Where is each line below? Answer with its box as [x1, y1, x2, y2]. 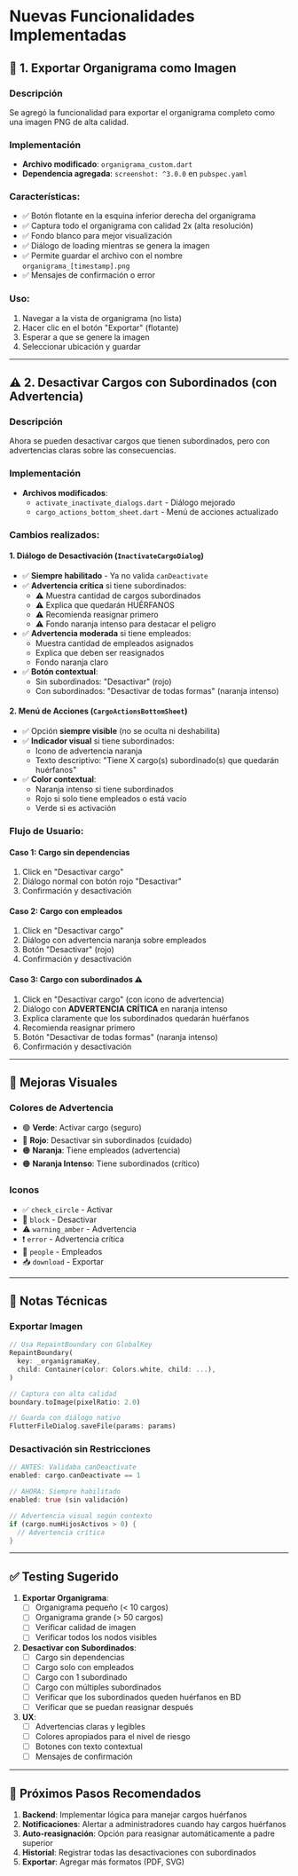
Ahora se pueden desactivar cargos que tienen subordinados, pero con [9, 436, 271, 446]
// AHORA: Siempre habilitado [9, 1487, 122, 1496]
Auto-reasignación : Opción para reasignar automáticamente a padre [21, 1828, 275, 1839]
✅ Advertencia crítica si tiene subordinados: [21, 579, 187, 591]
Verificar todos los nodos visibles [35, 1632, 158, 1643]
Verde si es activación [35, 803, 117, 814]
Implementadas [9, 25, 127, 45]
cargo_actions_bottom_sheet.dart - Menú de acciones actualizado [35, 506, 279, 516]
